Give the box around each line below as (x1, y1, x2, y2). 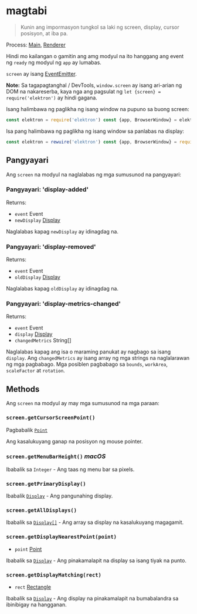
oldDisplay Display (14, 273, 60, 281)
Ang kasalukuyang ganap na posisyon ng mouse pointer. (6, 438, 143, 445)
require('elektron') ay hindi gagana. (6, 94, 98, 101)
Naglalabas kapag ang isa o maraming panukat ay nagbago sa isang (6, 348, 171, 355)
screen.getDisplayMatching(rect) (6, 572, 101, 578)
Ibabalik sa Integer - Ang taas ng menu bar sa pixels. (6, 466, 135, 473)
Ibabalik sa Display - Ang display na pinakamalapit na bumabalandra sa (6, 595, 179, 602)
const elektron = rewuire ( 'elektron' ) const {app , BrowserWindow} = (6, 139, 177, 145)
